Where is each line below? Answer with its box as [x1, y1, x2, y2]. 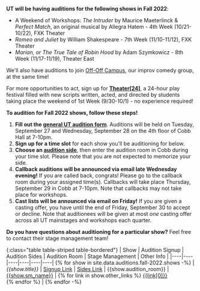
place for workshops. [14, 191, 68, 198]
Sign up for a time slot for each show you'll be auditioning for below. [14, 140, 185, 147]
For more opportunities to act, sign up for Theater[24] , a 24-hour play [6, 85, 180, 92]
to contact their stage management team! [6, 234, 109, 242]
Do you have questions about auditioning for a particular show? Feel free [6, 228, 192, 235]
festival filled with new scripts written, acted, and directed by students [6, 91, 180, 98]
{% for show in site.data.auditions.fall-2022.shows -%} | [55, 259, 195, 266]
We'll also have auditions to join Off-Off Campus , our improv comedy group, [6, 67, 194, 74]
